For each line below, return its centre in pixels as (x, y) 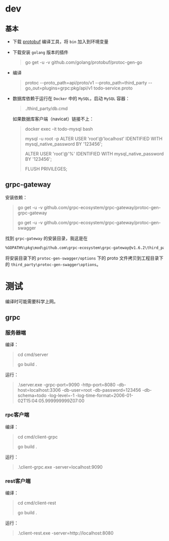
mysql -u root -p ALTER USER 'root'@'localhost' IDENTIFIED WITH (94, 139)
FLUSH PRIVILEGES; (46, 169)
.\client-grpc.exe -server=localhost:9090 (60, 467)
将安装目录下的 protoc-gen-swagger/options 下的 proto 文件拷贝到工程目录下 (84, 258)
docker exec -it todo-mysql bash (59, 129)
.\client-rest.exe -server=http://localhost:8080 (66, 533)
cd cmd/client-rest (37, 503)
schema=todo (32, 396)
